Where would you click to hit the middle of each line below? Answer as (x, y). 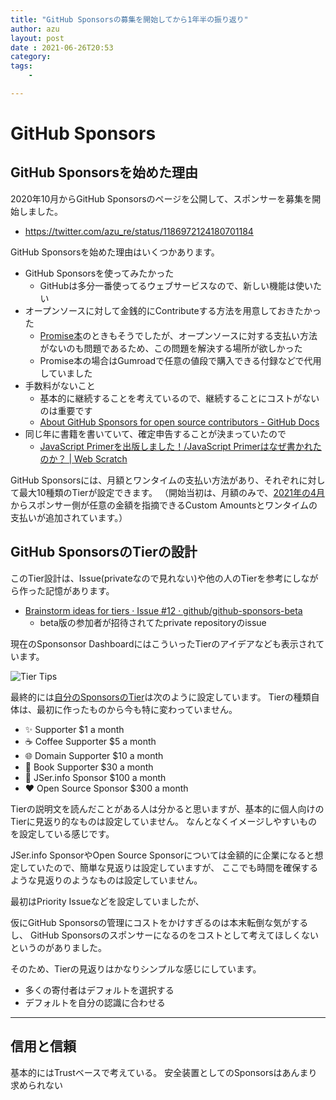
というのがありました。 (58, 947)
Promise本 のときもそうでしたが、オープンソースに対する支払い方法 (178, 335)
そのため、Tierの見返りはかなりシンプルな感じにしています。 (136, 968)
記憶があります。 (79, 590)
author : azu (35, 29)
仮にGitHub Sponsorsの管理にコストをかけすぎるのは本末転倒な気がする (159, 922)
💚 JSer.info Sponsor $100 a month (95, 777)
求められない (36, 1085)
